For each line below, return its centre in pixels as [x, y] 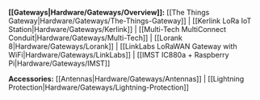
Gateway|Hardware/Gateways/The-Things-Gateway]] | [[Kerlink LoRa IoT [130, 21]
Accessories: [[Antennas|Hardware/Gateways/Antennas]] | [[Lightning [126, 79]
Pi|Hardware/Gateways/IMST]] [59, 63]
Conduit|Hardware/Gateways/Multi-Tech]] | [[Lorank [96, 38]
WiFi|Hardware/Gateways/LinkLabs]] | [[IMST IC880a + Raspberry [119, 55]
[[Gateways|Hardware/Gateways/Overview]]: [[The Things [109, 12]
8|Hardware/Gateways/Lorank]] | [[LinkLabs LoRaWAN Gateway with [123, 46]
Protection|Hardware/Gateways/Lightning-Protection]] [99, 87]
